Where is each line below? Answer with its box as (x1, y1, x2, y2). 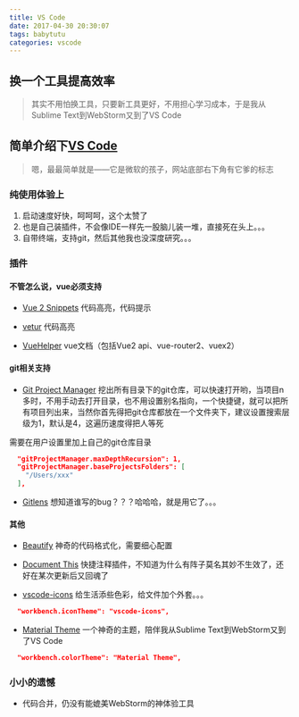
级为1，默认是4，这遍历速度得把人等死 (21, 417, 164, 429)
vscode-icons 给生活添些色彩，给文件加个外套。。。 (21, 589, 209, 600)
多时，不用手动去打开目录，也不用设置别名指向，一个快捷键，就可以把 (21, 395, 281, 406)
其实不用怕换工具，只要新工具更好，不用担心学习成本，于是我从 (30, 99, 266, 110)
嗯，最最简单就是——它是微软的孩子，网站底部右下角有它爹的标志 (30, 163, 274, 174)
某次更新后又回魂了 (37, 571, 109, 581)
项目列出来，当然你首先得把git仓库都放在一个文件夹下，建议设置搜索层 (29, 406, 290, 417)
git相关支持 (9, 363, 51, 373)
